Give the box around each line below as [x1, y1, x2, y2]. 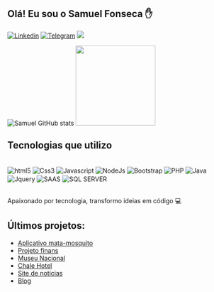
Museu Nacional [17, 254, 66, 262]
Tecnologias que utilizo [7, 139, 112, 151]
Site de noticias [17, 269, 63, 277]
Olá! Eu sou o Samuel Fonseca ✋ [7, 8, 153, 20]
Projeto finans [17, 246, 59, 254]
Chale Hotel [17, 261, 52, 270]
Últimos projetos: [7, 220, 86, 232]
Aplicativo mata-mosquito [17, 239, 94, 247]
